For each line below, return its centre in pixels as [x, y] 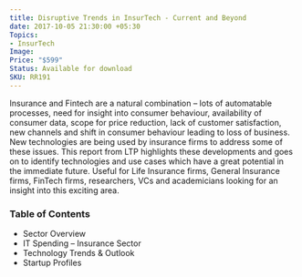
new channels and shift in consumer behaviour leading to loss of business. [150, 132]
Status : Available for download [71, 69]
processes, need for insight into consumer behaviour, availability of [136, 113]
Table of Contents [50, 213]
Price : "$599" [36, 60]
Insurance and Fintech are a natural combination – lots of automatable [141, 103]
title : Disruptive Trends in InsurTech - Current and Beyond [128, 18]
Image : [22, 52]
